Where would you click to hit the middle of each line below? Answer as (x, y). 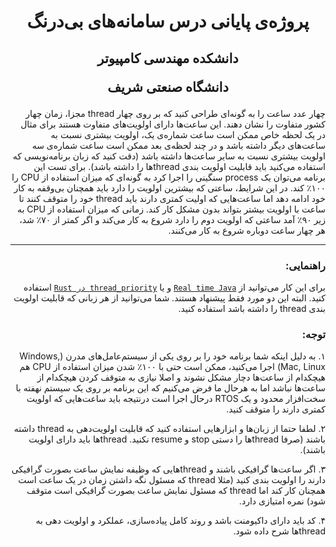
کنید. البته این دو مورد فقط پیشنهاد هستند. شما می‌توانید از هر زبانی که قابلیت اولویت (169, 297)
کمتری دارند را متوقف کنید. (276, 409)
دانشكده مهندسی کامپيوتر (168, 58)
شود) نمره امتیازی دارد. (282, 501)
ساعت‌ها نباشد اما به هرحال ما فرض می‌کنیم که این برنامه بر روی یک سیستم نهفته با (170, 388)
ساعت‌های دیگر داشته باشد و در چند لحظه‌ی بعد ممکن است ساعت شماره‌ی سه (178, 145)
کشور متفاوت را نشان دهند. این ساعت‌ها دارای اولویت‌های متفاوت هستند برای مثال (173, 124)
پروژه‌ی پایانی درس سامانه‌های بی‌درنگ (168, 21)
